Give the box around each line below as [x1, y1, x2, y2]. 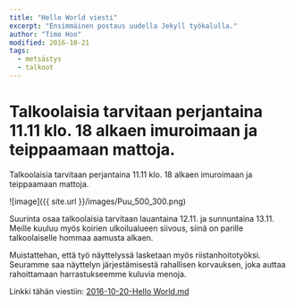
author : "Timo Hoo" [9, 30, 82, 38]
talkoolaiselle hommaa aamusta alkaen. [9, 232, 154, 242]
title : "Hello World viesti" [9, 13, 118, 22]
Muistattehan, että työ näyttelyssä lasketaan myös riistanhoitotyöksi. [9, 250, 261, 260]
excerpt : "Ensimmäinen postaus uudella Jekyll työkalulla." [9, 21, 239, 30]
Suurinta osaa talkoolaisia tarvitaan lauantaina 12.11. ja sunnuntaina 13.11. [9, 213, 274, 224]
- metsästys [17, 55, 63, 64]
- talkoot [17, 64, 54, 72]
